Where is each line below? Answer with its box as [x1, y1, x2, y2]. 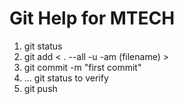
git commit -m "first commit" [23, 61, 142, 73]
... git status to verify [23, 72, 109, 84]
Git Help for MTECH [9, 7, 176, 30]
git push [23, 82, 58, 94]
